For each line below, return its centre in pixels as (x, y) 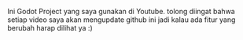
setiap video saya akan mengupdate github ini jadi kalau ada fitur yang (121, 20)
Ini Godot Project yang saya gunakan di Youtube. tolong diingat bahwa (121, 11)
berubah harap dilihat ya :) (50, 28)
